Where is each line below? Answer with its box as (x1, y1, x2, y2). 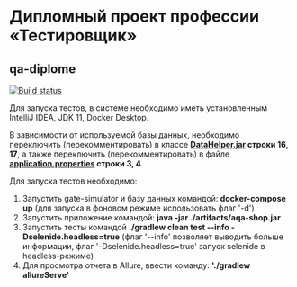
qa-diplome (9, 61, 76, 76)
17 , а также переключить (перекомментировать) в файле (9, 148, 230, 159)
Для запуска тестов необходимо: (9, 175, 138, 186)
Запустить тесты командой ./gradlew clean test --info (22, 222, 229, 232)
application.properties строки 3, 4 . (9, 158, 144, 168)
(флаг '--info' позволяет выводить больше (121, 231, 283, 242)
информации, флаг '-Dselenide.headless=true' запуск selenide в (22, 241, 265, 251)
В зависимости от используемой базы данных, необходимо (9, 130, 240, 140)
